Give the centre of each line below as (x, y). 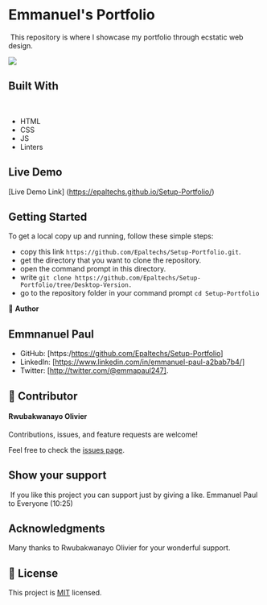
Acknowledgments (57, 528)
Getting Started (48, 216)
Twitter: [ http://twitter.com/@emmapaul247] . (94, 371)
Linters (31, 147)
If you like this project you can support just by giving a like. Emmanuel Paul (134, 495)
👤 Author (24, 309)
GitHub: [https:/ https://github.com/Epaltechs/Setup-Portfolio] (121, 354)
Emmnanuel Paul (51, 334)
